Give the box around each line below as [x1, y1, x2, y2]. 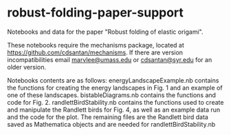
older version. [7, 63, 47, 71]
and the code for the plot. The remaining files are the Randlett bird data [7, 112, 208, 121]
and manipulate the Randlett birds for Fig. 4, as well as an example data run [7, 105, 221, 114]
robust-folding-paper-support [7, 5, 184, 21]
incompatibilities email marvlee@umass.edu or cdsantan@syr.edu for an [7, 55, 212, 63]
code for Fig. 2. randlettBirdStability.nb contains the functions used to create [7, 98, 224, 106]
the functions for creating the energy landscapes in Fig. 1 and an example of [7, 83, 223, 92]
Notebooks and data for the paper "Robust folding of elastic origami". [7, 28, 204, 36]
